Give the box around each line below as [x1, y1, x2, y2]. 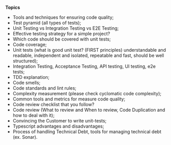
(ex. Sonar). [12, 134, 38, 140]
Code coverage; [12, 42, 47, 48]
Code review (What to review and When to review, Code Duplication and [12, 107, 165, 113]
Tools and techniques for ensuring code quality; [12, 14, 114, 20]
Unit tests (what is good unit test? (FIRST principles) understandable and [12, 47, 166, 53]
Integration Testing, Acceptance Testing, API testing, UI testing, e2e [12, 64, 156, 69]
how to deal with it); [12, 112, 55, 118]
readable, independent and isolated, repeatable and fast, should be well [12, 52, 164, 58]
